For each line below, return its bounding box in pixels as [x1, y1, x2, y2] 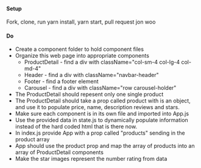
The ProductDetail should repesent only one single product [15, 91, 164, 98]
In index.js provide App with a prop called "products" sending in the [15, 129, 185, 136]
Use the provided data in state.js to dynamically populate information [15, 116, 189, 124]
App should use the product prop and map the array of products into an [15, 143, 195, 150]
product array [15, 136, 50, 143]
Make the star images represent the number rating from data [15, 155, 167, 163]
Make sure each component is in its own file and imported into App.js [15, 110, 189, 118]
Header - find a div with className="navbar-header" [24, 72, 160, 79]
